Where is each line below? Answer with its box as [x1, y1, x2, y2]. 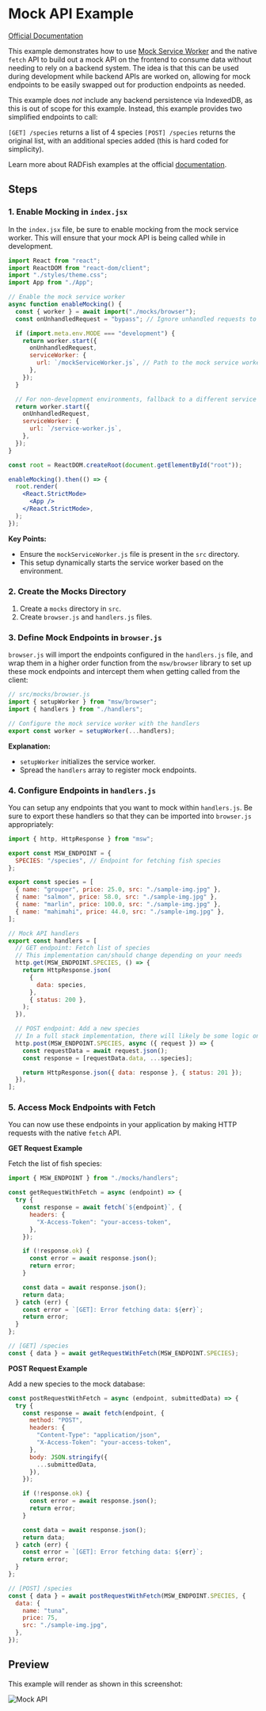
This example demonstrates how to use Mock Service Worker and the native [8, 46, 257, 55]
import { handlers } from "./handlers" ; [8, 705, 144, 713]
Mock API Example [8, 5, 135, 23]
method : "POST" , [28, 1416, 83, 1424]
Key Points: [8, 534, 47, 543]
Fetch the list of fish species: [8, 1159, 102, 1168]
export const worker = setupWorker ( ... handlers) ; [8, 726, 176, 735]
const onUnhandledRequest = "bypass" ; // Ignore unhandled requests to [15, 314, 257, 323]
